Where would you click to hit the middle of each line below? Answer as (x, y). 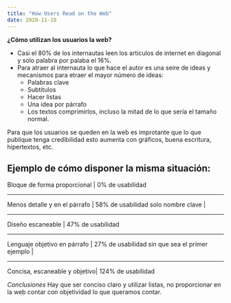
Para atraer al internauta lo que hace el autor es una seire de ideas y (114, 67)
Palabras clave (48, 82)
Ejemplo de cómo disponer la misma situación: (109, 168)
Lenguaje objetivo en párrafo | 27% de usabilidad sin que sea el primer (108, 244)
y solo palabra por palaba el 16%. (64, 60)
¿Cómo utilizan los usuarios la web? (59, 39)
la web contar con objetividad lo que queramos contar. (85, 292)
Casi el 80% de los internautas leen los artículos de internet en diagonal (119, 53)
